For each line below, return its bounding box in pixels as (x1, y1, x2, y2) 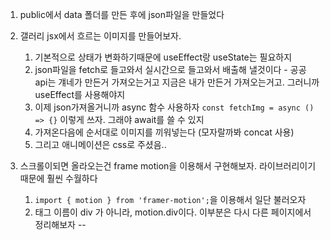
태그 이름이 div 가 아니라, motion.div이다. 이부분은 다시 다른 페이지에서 (34, 206, 312, 218)
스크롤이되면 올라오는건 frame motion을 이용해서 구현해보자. (19, 160, 258, 172)
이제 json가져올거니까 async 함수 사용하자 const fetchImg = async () (34, 101, 315, 113)
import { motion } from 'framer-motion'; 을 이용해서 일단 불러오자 (34, 194, 307, 205)
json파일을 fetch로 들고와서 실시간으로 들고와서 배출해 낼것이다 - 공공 (34, 64, 307, 75)
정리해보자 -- (34, 219, 87, 230)
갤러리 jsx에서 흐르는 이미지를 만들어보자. (19, 30, 182, 42)
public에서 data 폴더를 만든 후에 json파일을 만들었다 (19, 9, 225, 20)
